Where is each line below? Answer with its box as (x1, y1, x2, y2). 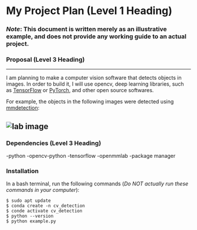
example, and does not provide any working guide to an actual (6, 32, 186, 40)
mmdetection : (6, 104, 40, 111)
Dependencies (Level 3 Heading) (6, 139, 101, 147)
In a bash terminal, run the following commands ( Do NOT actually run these (6, 180, 189, 187)
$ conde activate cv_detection (6, 208, 83, 214)
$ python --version (6, 213, 54, 219)
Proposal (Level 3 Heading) (6, 56, 85, 64)
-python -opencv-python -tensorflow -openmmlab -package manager (6, 153, 176, 160)
